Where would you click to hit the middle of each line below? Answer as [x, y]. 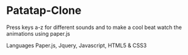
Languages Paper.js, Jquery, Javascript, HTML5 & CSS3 [76, 45]
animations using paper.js [38, 33]
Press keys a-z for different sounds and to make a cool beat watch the [94, 27]
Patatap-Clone [44, 11]
